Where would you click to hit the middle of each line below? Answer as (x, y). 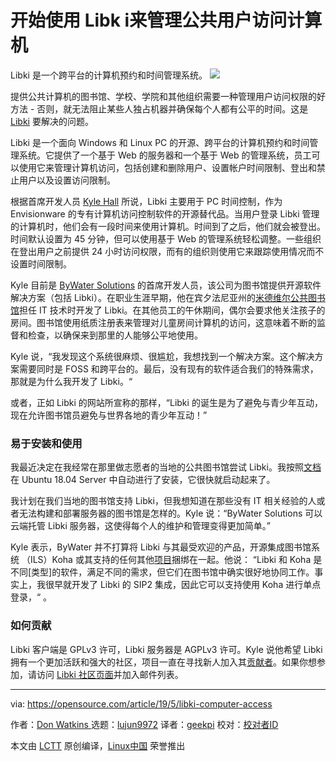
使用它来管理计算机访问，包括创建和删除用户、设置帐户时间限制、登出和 (167, 167)
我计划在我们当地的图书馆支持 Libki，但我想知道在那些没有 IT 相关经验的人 (163, 501)
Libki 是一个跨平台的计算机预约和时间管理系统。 (109, 75)
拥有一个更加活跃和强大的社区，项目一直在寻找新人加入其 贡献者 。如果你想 (163, 662)
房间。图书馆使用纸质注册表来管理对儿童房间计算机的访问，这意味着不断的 (163, 322)
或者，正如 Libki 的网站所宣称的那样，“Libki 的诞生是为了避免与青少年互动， (166, 402)
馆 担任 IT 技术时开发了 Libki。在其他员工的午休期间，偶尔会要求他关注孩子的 (168, 310)
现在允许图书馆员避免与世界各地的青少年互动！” (109, 415)
